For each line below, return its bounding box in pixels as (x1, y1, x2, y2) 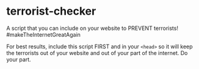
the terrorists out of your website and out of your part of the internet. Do (6, 49, 188, 56)
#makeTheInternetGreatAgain (6, 31, 81, 38)
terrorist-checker (6, 4, 96, 18)
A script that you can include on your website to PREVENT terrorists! (6, 24, 179, 32)
